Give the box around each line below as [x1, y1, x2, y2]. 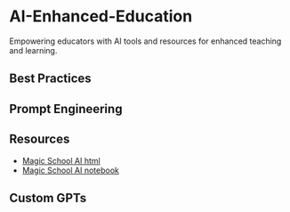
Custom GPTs [9, 190, 87, 206]
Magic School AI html [21, 155, 101, 166]
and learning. [9, 45, 58, 55]
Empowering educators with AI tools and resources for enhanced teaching [9, 36, 282, 46]
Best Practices [9, 71, 92, 86]
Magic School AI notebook [21, 165, 120, 175]
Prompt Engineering [9, 101, 123, 117]
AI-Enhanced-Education [9, 6, 193, 27]
